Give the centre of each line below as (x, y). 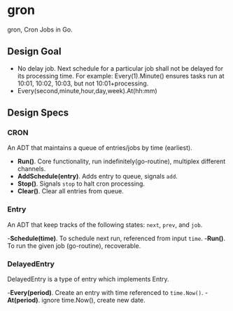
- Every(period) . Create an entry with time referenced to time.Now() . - (108, 293)
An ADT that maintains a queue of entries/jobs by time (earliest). (100, 148)
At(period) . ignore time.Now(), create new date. (76, 300)
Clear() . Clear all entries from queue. (70, 191)
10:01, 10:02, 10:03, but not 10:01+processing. (83, 83)
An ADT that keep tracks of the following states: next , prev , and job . (105, 224)
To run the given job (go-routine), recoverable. (74, 246)
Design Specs (38, 113)
